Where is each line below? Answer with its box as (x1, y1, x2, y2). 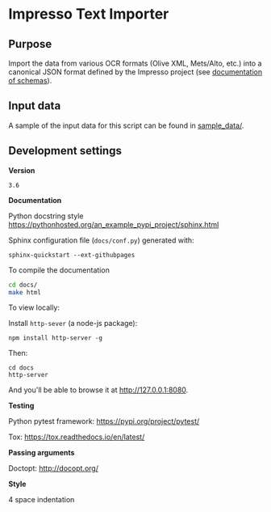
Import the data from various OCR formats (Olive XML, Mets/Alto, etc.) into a (8, 58, 262, 68)
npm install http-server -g (8, 334, 103, 342)
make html (8, 288, 42, 296)
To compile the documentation (8, 264, 110, 275)
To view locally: (8, 303, 60, 312)
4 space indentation (8, 495, 75, 505)
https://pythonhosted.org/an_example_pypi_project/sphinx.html (8, 219, 219, 229)
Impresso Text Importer (8, 5, 169, 23)
